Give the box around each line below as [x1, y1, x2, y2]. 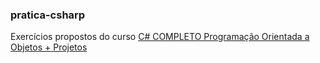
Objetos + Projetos [10, 41, 88, 53]
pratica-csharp [10, 8, 86, 22]
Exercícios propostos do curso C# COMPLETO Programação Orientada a [10, 31, 310, 43]
